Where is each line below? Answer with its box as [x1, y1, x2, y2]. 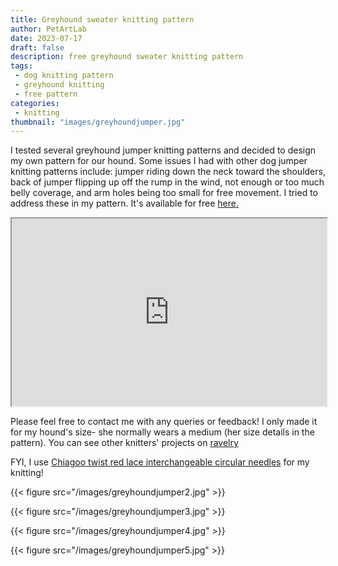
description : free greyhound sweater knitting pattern [10, 52, 244, 62]
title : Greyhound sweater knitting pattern [10, 14, 195, 25]
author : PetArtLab [10, 24, 87, 34]
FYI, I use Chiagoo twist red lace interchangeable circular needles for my [10, 456, 310, 468]
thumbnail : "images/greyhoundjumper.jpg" [10, 117, 186, 127]
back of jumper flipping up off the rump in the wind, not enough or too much [10, 176, 325, 188]
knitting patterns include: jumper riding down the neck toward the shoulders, [10, 166, 326, 178]
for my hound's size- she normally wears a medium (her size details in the [10, 426, 315, 438]
